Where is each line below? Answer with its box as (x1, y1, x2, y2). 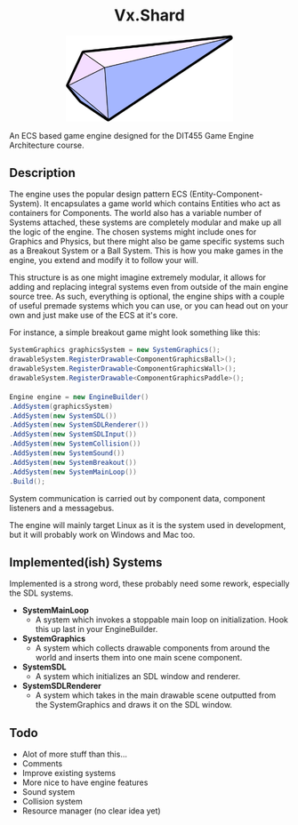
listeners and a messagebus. (9, 502, 115, 513)
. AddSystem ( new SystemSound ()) (9, 449, 125, 458)
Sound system (21, 787, 76, 797)
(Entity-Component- (189, 188, 263, 200)
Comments (21, 758, 63, 769)
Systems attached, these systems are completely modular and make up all (9, 217, 282, 228)
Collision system (21, 797, 83, 807)
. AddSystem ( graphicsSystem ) (9, 402, 114, 411)
